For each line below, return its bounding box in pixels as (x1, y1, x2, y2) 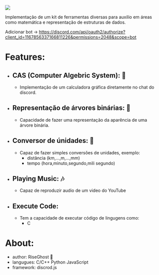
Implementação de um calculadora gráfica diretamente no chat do (19, 84, 155, 90)
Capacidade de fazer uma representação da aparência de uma (19, 117, 147, 123)
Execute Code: (12, 202, 59, 210)
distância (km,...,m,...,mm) (27, 155, 80, 161)
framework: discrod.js (12, 265, 57, 271)
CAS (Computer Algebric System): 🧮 (12, 71, 126, 80)
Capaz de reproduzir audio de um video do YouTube (19, 187, 126, 193)
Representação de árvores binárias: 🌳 (12, 104, 131, 112)
